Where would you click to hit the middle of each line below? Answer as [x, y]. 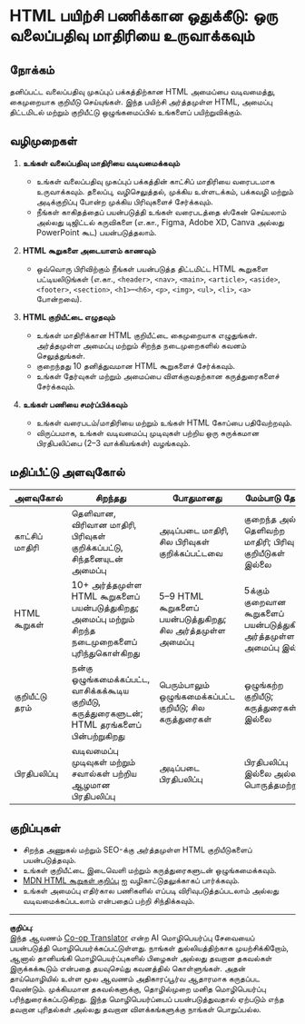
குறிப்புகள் [35, 828]
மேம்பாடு [263, 498]
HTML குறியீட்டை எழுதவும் [69, 317]
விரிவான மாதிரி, [104, 524]
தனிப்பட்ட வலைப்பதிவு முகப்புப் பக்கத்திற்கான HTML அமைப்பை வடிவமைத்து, [143, 91]
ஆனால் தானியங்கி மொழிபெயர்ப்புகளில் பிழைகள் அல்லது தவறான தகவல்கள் [141, 959]
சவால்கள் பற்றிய [104, 773]
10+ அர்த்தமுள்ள [107, 584]
